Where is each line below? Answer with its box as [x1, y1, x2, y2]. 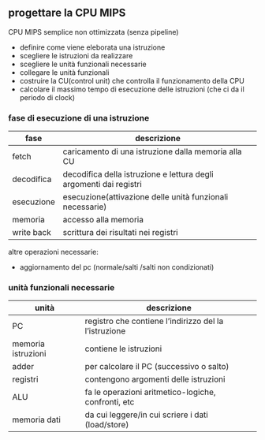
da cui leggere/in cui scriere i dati [84, 409, 209, 420]
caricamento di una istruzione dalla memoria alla [62, 146, 242, 157]
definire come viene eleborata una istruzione [19, 43, 166, 52]
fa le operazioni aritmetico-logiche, [84, 386, 216, 397]
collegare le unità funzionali [19, 67, 110, 77]
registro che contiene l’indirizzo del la [84, 315, 224, 326]
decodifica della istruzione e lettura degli [62, 169, 215, 180]
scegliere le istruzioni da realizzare [19, 50, 133, 60]
